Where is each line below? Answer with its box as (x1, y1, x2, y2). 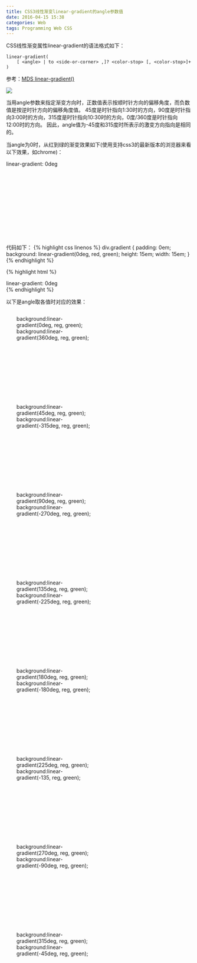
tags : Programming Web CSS (6, 25, 73, 31)
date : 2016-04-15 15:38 (6, 14, 65, 20)
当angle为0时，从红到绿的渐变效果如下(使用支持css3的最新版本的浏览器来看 (6, 141, 192, 148)
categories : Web (6, 20, 46, 25)
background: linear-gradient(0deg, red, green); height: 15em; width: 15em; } (6, 251, 190, 258)
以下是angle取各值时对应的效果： (6, 298, 87, 305)
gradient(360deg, (17, 334, 60, 341)
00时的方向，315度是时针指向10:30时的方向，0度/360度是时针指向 (15, 114, 178, 121)
